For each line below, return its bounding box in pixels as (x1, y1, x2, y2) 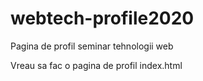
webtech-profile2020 (10, 7, 195, 30)
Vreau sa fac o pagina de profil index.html (10, 59, 183, 71)
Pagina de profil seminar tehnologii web (10, 40, 174, 52)
